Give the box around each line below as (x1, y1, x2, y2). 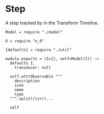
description (14, 78, 40, 84)
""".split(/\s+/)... (10, 96, 54, 101)
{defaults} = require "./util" (5, 47, 72, 52)
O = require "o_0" (5, 39, 44, 44)
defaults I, (10, 60, 36, 66)
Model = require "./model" (5, 29, 63, 34)
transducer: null (14, 65, 51, 70)
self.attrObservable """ (10, 74, 63, 79)
